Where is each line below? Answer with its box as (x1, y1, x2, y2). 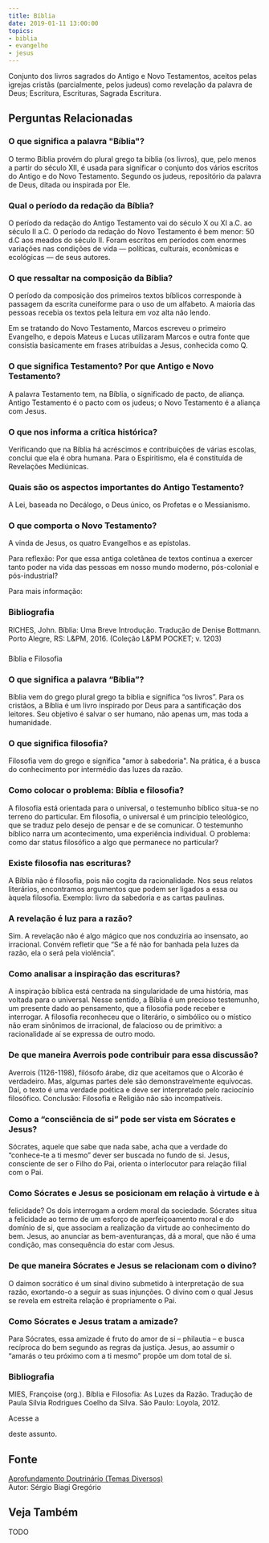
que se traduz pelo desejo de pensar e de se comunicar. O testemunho (8, 820, 243, 830)
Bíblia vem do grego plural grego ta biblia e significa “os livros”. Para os (8, 691, 245, 701)
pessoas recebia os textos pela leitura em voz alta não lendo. (8, 307, 211, 318)
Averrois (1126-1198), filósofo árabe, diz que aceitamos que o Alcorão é (8, 1067, 243, 1077)
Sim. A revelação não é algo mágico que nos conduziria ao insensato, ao (8, 931, 249, 941)
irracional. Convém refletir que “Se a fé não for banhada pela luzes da (8, 939, 239, 950)
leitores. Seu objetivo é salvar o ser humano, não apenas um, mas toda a (8, 709, 249, 719)
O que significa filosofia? (8, 737, 108, 749)
